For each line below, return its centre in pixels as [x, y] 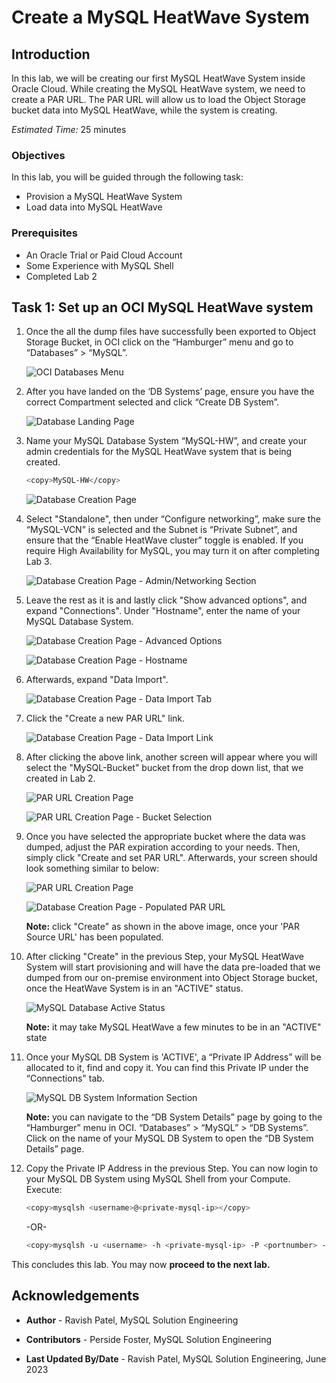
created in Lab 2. [60, 778]
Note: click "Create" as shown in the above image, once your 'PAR [162, 927]
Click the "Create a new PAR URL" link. [105, 718]
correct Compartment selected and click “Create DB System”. [152, 402]
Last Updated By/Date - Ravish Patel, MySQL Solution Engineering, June [176, 1358]
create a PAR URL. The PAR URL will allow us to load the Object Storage [159, 99]
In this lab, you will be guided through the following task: [127, 177]
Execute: [44, 1190]
